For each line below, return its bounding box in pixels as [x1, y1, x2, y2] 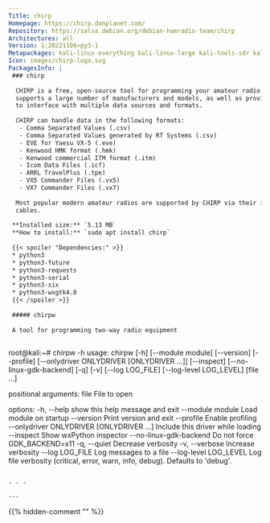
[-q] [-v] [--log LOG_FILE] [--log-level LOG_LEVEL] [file [75, 365, 259, 375]
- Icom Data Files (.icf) [18, 162, 106, 170]
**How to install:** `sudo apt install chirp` [11, 229, 171, 237]
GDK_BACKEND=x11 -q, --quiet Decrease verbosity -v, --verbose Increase [8, 439, 256, 449]
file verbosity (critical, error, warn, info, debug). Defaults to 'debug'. [8, 456, 232, 466]
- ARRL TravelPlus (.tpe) [18, 169, 106, 177]
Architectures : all [8, 34, 74, 43]
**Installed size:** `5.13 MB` [11, 221, 117, 229]
